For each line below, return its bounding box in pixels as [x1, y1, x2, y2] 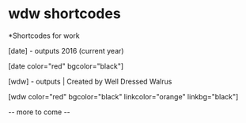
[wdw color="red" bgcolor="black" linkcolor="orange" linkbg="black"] [8, 91, 239, 101]
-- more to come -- [8, 107, 71, 117]
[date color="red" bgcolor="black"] [8, 61, 124, 71]
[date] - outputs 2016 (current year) [8, 46, 124, 55]
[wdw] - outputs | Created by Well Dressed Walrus [8, 76, 172, 86]
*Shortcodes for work [8, 31, 81, 40]
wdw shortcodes [8, 5, 121, 23]
